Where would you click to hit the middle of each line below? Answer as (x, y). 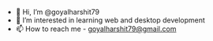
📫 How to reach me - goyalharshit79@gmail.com (96, 29)
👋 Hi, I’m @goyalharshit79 (58, 12)
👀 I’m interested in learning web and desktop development (110, 20)
